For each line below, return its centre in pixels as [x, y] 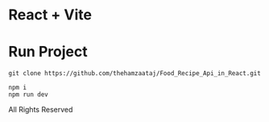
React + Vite [50, 15]
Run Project [48, 52]
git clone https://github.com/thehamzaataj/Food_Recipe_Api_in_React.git [135, 74]
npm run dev [28, 95]
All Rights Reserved [41, 110]
